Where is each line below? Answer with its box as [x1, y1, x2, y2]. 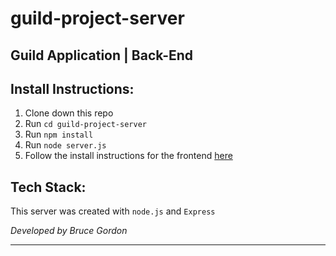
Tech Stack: [10, 178, 87, 196]
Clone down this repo [24, 107, 114, 119]
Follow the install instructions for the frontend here [24, 150, 233, 162]
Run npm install [24, 128, 94, 141]
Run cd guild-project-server [24, 118, 147, 130]
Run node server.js [24, 139, 107, 151]
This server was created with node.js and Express [10, 205, 216, 217]
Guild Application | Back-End [10, 47, 194, 64]
